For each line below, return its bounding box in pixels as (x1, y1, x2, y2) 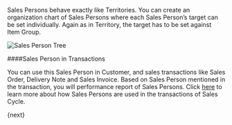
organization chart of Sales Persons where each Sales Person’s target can (7, 13, 218, 21)
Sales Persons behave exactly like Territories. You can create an (7, 6, 190, 14)
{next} (7, 110, 26, 119)
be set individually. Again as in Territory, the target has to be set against (7, 21, 212, 28)
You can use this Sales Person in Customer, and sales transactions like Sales (7, 68, 226, 76)
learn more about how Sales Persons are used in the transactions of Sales (7, 90, 218, 98)
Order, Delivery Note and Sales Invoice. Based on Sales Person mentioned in (7, 75, 226, 84)
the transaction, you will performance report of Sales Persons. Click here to (7, 83, 223, 90)
